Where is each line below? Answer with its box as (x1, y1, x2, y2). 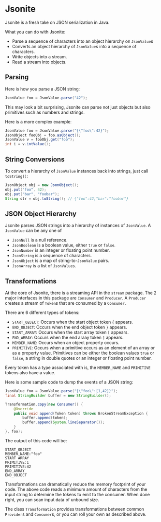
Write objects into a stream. (12, 53, 67, 59)
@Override (14, 406, 34, 411)
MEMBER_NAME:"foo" (5, 451, 42, 456)
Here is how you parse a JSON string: (5, 86, 80, 92)
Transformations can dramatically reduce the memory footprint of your (5, 481, 146, 487)
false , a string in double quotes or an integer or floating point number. (12, 355, 152, 361)
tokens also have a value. (5, 370, 56, 376)
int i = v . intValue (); (5, 142, 51, 147)
